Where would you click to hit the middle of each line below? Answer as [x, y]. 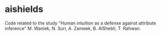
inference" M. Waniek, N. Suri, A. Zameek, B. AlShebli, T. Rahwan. [73, 28]
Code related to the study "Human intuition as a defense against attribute [80, 23]
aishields [24, 9]
